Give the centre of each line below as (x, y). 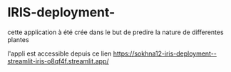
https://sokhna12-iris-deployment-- (165, 53)
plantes (19, 39)
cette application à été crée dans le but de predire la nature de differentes (115, 32)
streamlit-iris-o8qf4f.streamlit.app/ (58, 61)
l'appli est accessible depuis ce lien (60, 53)
